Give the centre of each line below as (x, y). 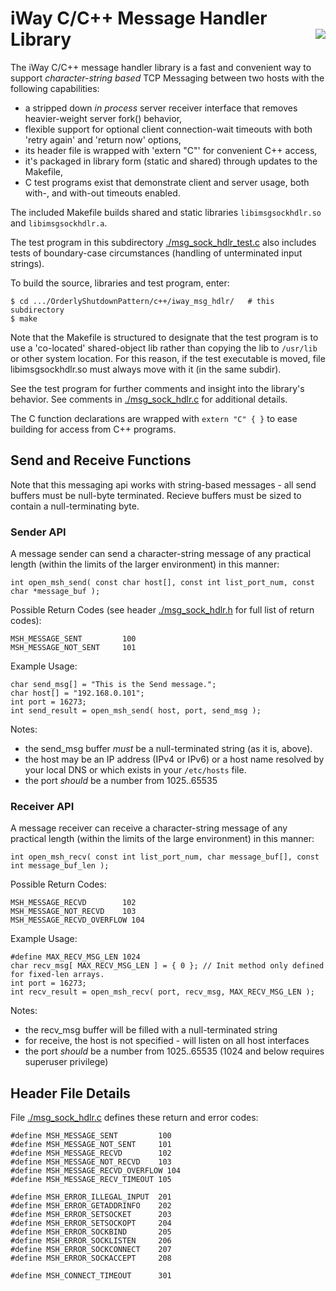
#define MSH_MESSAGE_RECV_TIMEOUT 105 (91, 1180)
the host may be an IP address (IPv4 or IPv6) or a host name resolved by (174, 759)
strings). (27, 263)
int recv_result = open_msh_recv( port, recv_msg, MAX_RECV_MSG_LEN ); (162, 992)
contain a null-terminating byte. (75, 506)
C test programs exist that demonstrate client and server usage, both (167, 182)
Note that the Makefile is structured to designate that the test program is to (164, 337)
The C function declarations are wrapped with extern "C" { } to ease (154, 418)
